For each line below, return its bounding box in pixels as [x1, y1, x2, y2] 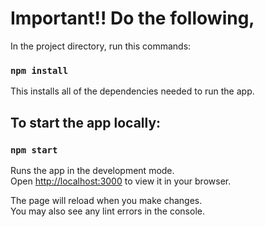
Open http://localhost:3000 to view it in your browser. [10, 175, 232, 187]
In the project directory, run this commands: [10, 40, 192, 52]
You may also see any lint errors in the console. [10, 205, 205, 217]
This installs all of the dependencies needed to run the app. [10, 85, 255, 97]
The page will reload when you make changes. [10, 194, 203, 206]
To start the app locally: [10, 114, 162, 131]
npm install [10, 65, 69, 76]
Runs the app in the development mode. [10, 164, 175, 176]
